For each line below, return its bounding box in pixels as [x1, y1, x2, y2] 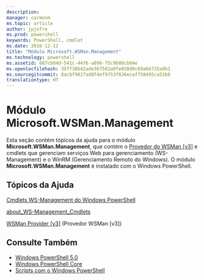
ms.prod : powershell [6, 32, 59, 38]
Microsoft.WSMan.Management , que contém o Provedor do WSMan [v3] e [6, 143, 198, 150]
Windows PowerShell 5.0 [15, 254, 78, 261]
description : [6, 9, 40, 15]
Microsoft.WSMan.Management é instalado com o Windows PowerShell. [6, 162, 192, 170]
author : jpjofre [6, 26, 48, 32]
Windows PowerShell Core [15, 260, 82, 267]
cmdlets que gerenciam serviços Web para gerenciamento [6, 149, 154, 157]
